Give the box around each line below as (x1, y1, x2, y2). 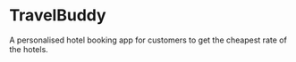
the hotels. (9, 43, 49, 54)
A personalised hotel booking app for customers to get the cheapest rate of (9, 35, 288, 45)
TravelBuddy (9, 5, 106, 26)
